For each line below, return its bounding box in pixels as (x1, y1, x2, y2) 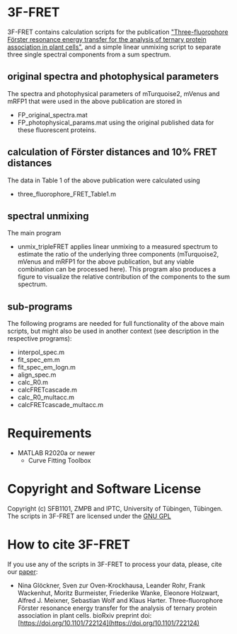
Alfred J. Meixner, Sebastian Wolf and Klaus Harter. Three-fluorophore (17, 597, 223, 604)
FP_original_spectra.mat (17, 110, 88, 119)
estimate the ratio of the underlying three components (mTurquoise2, (17, 250, 219, 259)
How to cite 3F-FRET (7, 536, 131, 553)
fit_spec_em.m (17, 356, 60, 364)
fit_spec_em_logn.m (17, 363, 76, 372)
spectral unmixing (7, 210, 89, 222)
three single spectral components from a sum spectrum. (7, 50, 171, 59)
